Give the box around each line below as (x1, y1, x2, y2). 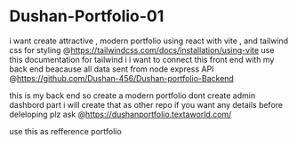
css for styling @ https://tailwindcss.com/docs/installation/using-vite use (9, 44, 275, 55)
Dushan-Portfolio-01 (9, 6, 165, 27)
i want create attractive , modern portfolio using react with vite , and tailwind (9, 35, 289, 46)
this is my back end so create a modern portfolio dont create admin (9, 90, 256, 101)
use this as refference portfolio (9, 126, 122, 136)
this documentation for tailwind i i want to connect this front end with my (9, 54, 275, 65)
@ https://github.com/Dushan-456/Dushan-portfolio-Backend (9, 72, 234, 83)
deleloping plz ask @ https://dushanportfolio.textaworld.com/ (9, 109, 232, 119)
